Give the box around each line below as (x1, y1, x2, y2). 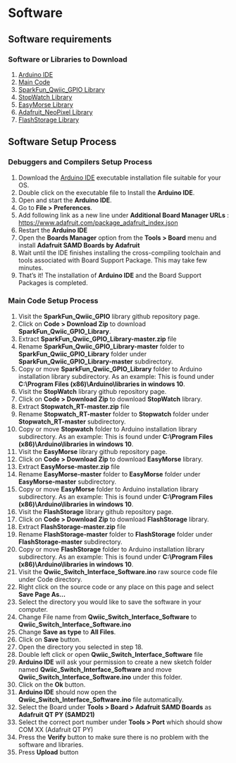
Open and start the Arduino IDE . (18, 196, 112, 204)
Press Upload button (18, 747, 79, 756)
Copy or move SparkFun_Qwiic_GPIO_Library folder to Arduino (18, 364, 203, 373)
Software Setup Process (8, 136, 117, 148)
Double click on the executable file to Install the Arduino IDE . (18, 188, 195, 197)
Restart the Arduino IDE (18, 226, 87, 234)
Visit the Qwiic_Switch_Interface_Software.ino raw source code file (18, 567, 218, 576)
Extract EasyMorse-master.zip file (18, 462, 120, 471)
